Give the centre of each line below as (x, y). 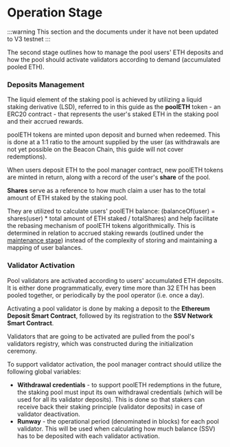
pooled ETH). (26, 67)
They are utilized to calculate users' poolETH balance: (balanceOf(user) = (111, 211)
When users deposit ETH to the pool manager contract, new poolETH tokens (115, 170)
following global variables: (44, 371)
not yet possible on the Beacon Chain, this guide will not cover (95, 150)
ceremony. (22, 351)
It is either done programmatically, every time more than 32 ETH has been (112, 288)
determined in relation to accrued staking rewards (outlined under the (105, 233)
